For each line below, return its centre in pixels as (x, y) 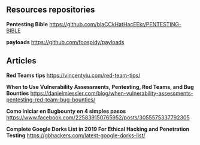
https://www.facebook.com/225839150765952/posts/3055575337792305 (98, 117)
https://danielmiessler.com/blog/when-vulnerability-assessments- (112, 93)
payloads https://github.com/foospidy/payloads (65, 42)
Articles (22, 61)
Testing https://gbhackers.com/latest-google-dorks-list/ (76, 135)
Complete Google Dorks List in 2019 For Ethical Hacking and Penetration (98, 129)
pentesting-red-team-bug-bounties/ (51, 99)
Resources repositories (51, 10)
